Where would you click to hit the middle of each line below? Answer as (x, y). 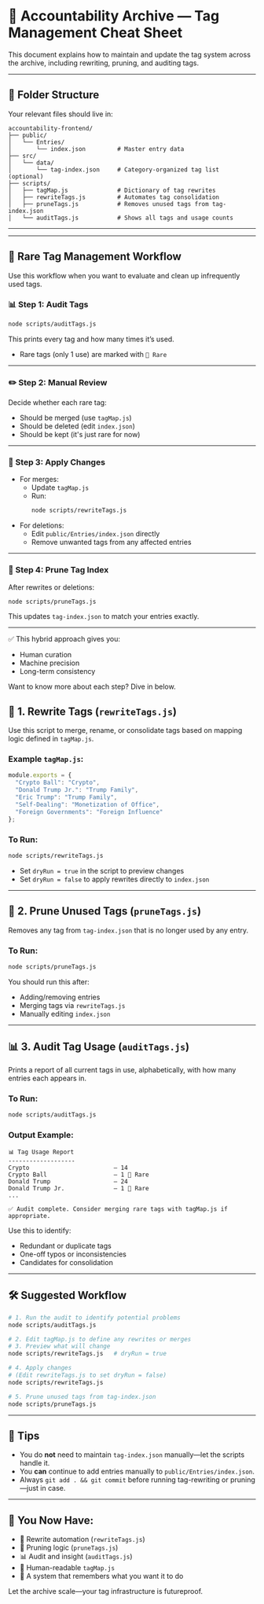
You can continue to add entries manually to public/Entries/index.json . (137, 1472)
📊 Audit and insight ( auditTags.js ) (76, 1557)
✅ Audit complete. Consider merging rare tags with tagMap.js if (118, 1209)
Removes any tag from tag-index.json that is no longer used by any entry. (128, 930)
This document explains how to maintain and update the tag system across (130, 54)
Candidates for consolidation (66, 1263)
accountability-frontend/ (50, 128)
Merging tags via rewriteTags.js (72, 1005)
